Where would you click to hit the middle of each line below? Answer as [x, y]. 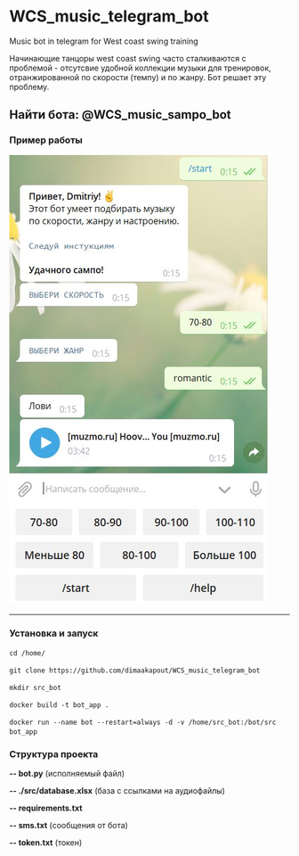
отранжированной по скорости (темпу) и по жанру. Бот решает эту [138, 77]
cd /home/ [28, 653]
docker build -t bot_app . [59, 705]
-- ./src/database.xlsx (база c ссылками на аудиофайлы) [117, 791]
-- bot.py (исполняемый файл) [67, 774]
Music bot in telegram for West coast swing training [104, 41]
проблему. [29, 86]
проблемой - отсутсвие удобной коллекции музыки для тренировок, [140, 68]
